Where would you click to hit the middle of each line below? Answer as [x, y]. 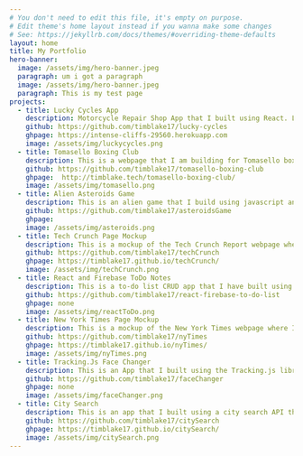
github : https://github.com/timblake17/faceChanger [124, 379]
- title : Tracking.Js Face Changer [84, 362]
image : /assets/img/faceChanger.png [95, 396]
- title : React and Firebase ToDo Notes [94, 278]
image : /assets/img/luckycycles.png [95, 144]
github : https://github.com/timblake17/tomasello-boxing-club [145, 169]
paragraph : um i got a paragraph [80, 77]
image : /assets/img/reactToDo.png [90, 312]
